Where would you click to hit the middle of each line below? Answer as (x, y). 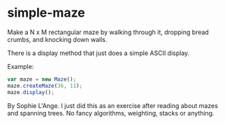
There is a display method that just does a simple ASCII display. (99, 53)
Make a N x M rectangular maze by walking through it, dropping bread (108, 32)
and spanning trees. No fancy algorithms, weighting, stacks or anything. (111, 113)
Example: (21, 66)
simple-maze (46, 13)
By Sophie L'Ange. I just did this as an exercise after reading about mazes (113, 105)
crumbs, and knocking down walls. (57, 39)
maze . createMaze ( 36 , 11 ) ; (45, 86)
